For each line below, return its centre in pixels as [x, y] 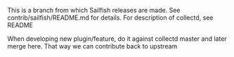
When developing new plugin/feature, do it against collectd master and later [117, 39]
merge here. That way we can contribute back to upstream [92, 46]
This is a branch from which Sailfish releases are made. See [94, 10]
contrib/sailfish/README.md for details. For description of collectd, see [110, 18]
